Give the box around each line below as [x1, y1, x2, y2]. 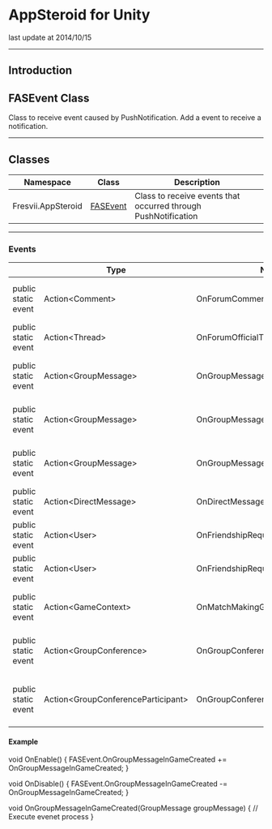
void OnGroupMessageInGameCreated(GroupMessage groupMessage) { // [8, 803, 259, 813]
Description [173, 176, 220, 187]
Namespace [23, 176, 71, 187]
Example [8, 737, 39, 746]
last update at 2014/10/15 [8, 32, 92, 42]
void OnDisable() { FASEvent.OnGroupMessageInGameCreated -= [8, 779, 228, 788]
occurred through [134, 200, 202, 212]
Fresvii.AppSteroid [12, 200, 83, 212]
